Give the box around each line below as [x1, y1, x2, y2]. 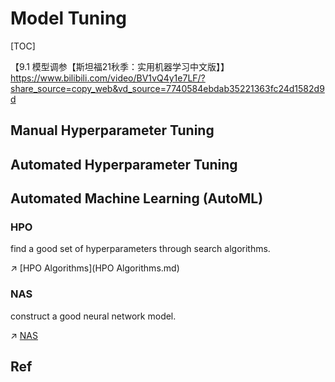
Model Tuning [10, 7, 128, 30]
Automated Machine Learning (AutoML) [10, 190, 264, 207]
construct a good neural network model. [10, 310, 177, 322]
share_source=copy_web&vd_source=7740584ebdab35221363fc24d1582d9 [10, 82, 325, 94]
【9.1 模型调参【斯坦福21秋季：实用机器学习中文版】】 [10, 60, 230, 72]
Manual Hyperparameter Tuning [10, 122, 215, 139]
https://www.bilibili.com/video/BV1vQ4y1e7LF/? [10, 72, 206, 84]
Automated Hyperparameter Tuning [10, 156, 238, 173]
